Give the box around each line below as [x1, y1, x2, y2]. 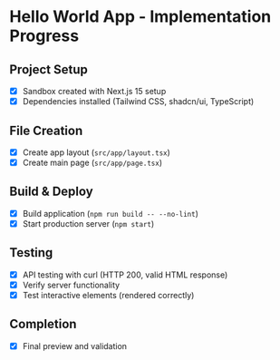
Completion [9, 316, 77, 332]
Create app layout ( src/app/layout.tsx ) [22, 147, 170, 158]
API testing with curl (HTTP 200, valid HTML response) [22, 269, 228, 280]
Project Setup [9, 62, 89, 77]
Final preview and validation [22, 340, 128, 351]
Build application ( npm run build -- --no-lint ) [22, 208, 199, 219]
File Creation [9, 122, 83, 138]
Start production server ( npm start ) [22, 218, 155, 229]
